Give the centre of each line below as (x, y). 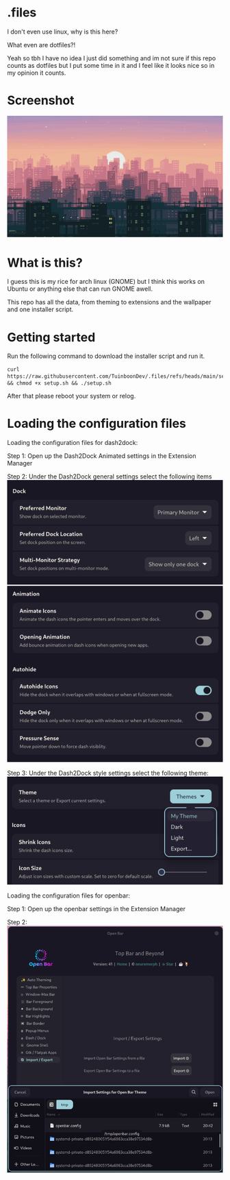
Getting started (51, 337)
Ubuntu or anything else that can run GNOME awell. (80, 289)
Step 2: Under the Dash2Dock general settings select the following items (110, 477)
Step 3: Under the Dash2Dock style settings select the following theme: (108, 773)
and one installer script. (40, 309)
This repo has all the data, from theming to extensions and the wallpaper (109, 302)
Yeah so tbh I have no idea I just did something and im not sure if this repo (112, 58)
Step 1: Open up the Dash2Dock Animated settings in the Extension (102, 456)
